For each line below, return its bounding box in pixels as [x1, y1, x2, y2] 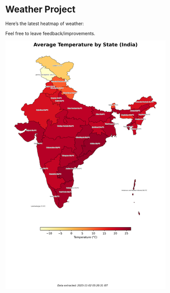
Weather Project [5, 4, 76, 15]
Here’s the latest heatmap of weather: [5, 20, 84, 27]
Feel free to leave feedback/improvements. [5, 30, 96, 36]
